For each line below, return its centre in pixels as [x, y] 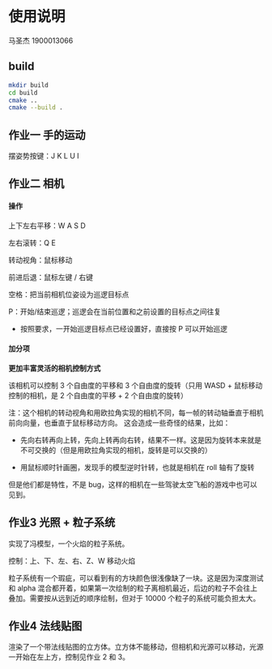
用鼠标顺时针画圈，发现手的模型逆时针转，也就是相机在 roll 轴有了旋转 [137, 467]
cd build [23, 93]
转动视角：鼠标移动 [40, 260]
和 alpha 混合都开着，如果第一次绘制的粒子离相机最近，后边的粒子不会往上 [133, 588]
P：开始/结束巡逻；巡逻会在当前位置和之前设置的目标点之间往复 [115, 311]
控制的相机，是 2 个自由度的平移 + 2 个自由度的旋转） [98, 395]
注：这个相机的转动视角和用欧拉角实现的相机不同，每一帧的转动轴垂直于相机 [136, 413]
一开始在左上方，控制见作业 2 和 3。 [69, 657]
